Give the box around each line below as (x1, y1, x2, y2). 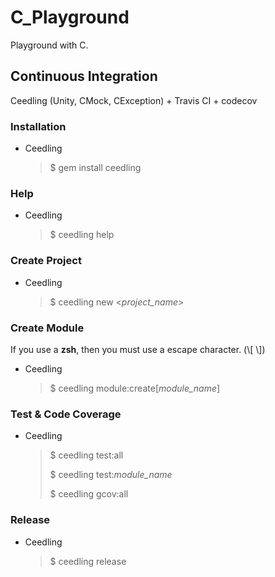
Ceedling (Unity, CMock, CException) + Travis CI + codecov (10, 94, 258, 106)
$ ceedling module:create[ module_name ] (49, 382, 221, 394)
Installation (10, 119, 67, 133)
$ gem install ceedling (49, 162, 142, 174)
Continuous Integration (10, 68, 158, 85)
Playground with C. (10, 39, 89, 51)
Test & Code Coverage (10, 407, 122, 421)
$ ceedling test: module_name (49, 469, 173, 481)
